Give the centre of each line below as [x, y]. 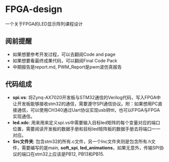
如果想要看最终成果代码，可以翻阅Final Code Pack [65, 60]
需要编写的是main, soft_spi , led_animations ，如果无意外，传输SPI [91, 147]
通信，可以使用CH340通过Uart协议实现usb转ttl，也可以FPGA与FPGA [89, 110]
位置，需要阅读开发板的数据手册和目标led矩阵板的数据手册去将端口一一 [86, 129]
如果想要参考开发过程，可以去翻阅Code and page [64, 54]
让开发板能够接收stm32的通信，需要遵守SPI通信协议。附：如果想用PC [85, 104]
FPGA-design [34, 9]
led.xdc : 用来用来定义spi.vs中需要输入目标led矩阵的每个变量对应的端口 [86, 122]
